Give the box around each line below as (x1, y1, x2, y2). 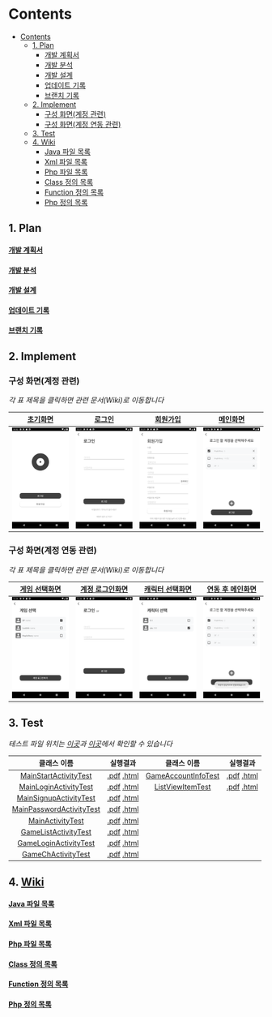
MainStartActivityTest (19, 770, 92, 780)
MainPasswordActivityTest (11, 805, 101, 814)
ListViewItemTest (154, 782, 211, 792)
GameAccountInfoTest (145, 770, 220, 780)
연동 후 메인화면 (206, 585, 257, 594)
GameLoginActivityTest (17, 839, 96, 848)
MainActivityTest (28, 816, 84, 826)
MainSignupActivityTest (16, 793, 96, 803)
